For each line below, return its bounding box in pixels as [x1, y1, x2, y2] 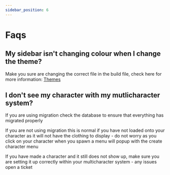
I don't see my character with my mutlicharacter [5, 91, 160, 99]
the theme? [5, 57, 42, 66]
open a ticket [5, 164, 33, 170]
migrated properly [5, 118, 43, 124]
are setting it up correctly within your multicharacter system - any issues [5, 159, 157, 165]
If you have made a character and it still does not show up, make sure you [5, 153, 160, 160]
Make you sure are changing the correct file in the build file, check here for [5, 71, 162, 77]
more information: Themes [5, 76, 61, 82]
